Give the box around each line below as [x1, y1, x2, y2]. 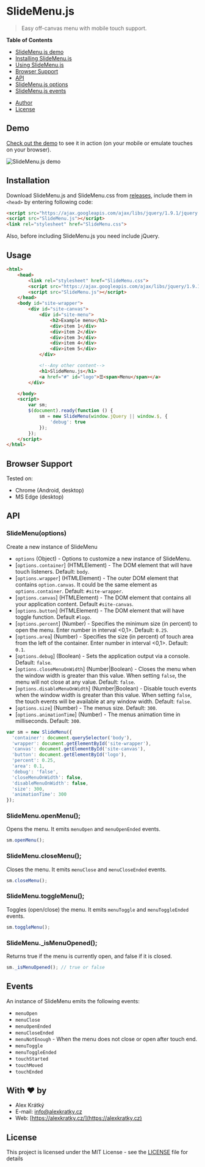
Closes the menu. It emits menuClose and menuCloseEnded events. [6, 866, 167, 873]
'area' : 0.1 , [12, 763, 45, 769]
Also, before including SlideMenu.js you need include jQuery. [6, 232, 160, 240]
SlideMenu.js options [15, 81, 68, 88]
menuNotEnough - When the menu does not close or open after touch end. [15, 1035, 198, 1042]
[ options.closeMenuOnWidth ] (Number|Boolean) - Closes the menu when [15, 665, 196, 673]
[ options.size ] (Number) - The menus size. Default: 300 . [15, 704, 157, 711]
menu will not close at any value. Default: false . [15, 678, 135, 686]
